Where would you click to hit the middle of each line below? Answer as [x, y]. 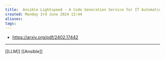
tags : [11, 23]
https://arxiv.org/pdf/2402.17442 [45, 37]
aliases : [14, 19]
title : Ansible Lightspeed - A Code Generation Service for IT [72, 10]
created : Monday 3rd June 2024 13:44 [44, 14]
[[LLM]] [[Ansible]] [24, 52]
